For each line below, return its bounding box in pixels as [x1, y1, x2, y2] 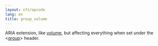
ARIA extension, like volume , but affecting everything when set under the [5, 30, 154, 36]
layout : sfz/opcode [5, 7, 45, 12]
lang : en [5, 12, 23, 17]
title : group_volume [5, 16, 48, 21]
